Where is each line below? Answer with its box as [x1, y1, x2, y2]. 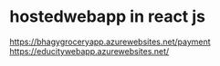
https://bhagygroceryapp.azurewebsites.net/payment [9, 36, 212, 47]
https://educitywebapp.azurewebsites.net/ [9, 45, 170, 56]
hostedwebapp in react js [9, 6, 206, 27]
